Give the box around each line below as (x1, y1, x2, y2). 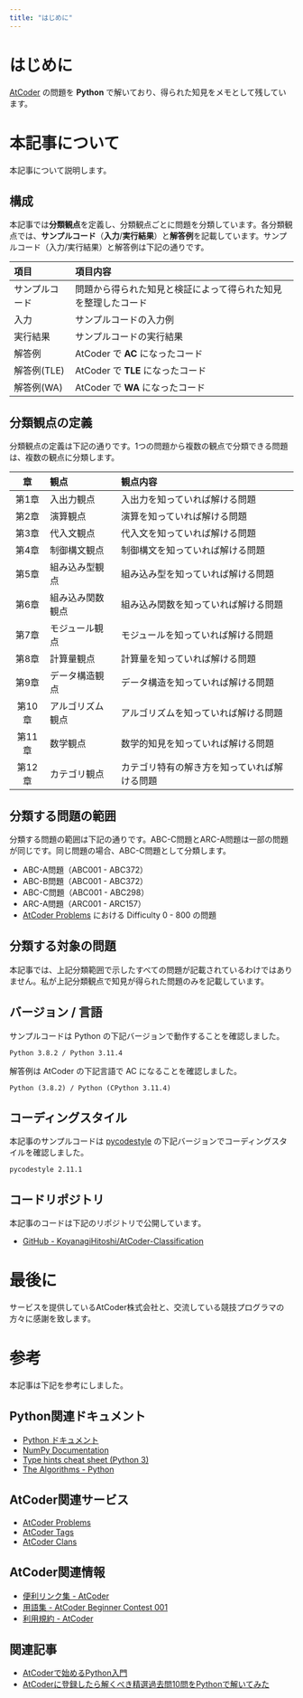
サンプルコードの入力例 (75, 314, 174, 326)
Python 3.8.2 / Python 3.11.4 (9, 1048, 124, 1058)
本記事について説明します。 (9, 165, 112, 175)
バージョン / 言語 (9, 1005, 103, 1020)
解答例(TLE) (14, 364, 65, 377)
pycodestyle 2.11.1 (9, 1165, 83, 1174)
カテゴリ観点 (49, 768, 105, 780)
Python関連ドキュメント (9, 1409, 146, 1424)
